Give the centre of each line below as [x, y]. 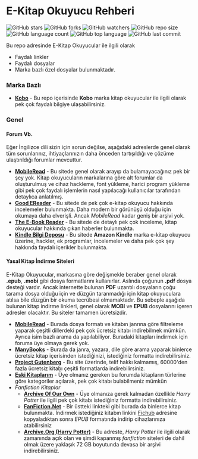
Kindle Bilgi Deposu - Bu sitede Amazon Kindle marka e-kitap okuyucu [103, 235]
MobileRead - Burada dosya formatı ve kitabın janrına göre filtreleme [99, 324]
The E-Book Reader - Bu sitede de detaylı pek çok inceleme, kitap [96, 222]
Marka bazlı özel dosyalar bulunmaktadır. [65, 69]
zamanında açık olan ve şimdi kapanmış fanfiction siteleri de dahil [104, 438]
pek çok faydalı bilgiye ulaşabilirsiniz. [60, 104]
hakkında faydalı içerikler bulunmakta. [61, 247]
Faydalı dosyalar [35, 63]
